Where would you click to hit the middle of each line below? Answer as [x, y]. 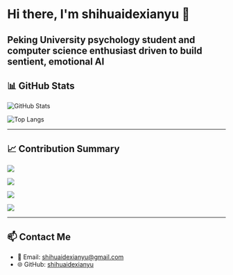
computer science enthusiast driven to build [105, 50]
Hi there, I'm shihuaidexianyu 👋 [99, 14]
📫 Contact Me [39, 236]
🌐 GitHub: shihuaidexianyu [55, 265]
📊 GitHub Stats [41, 86]
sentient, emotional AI [56, 61]
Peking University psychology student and [101, 40]
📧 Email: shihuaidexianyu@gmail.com [70, 257]
